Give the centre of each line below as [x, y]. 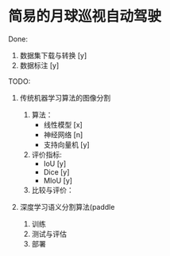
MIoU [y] [58, 180]
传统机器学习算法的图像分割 [65, 97]
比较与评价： [52, 190]
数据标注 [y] [39, 65]
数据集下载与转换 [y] [53, 55]
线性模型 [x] [63, 124]
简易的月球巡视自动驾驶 [85, 16]
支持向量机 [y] [66, 144]
